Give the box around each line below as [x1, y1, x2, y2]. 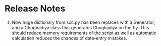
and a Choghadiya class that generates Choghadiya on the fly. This [11, 24, 149, 30]
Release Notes [4, 3, 65, 14]
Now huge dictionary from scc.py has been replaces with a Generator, [11, 19, 156, 25]
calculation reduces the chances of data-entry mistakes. [11, 35, 127, 41]
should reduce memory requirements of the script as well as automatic [11, 30, 157, 36]
